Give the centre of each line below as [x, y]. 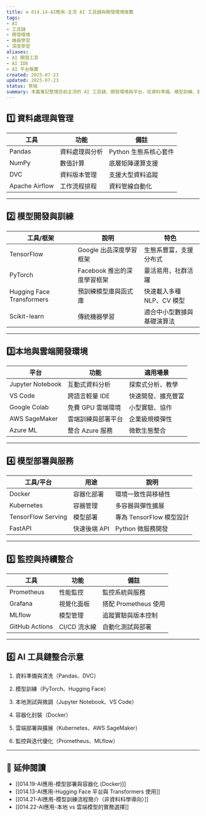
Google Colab [29, 407]
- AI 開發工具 [22, 58]
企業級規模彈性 [150, 419]
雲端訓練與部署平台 [95, 419]
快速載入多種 [162, 291]
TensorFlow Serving [38, 517]
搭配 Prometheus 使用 [134, 604]
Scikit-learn [27, 316]
